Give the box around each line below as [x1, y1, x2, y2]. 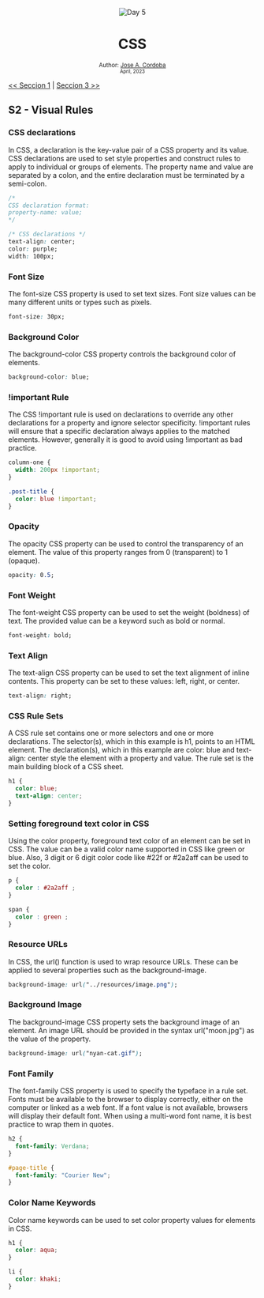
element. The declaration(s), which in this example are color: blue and [8, 745, 235, 755]
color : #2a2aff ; [15, 884, 76, 892]
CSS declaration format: [8, 202, 90, 209]
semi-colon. [8, 179, 47, 188]
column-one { [8, 458, 51, 466]
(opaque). [8, 556, 40, 565]
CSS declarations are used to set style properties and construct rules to [8, 153, 241, 163]
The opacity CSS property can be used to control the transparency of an [8, 538, 244, 549]
